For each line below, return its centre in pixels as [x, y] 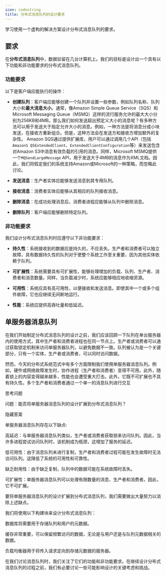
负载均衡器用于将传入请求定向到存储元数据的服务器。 [59, 551]
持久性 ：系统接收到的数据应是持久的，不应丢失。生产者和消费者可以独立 [86, 248]
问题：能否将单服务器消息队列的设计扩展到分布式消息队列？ [66, 404]
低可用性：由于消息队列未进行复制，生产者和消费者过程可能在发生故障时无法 [83, 452]
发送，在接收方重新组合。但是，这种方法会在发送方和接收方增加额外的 [84, 132]
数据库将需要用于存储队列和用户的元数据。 [48, 523]
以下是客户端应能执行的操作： [35, 91]
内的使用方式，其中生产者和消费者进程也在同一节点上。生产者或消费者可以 [81, 341]
